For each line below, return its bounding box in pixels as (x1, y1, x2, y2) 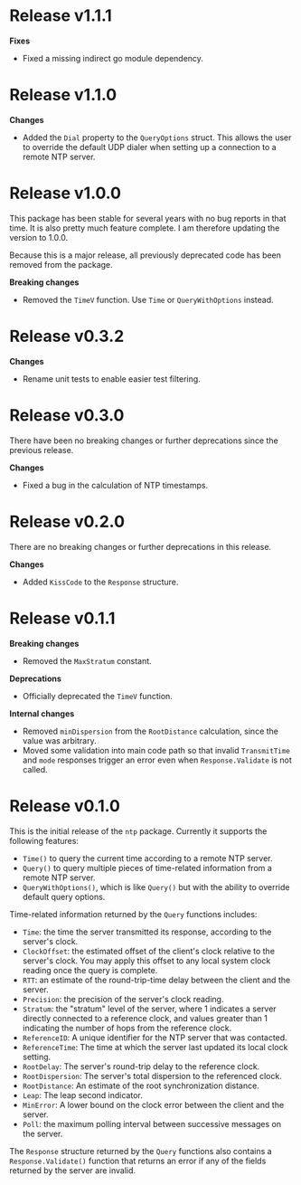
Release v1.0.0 (9, 183, 122, 204)
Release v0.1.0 (9, 795, 120, 816)
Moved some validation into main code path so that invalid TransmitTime (22, 744, 291, 755)
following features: (9, 835, 80, 846)
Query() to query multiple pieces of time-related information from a (22, 862, 273, 873)
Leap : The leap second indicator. (22, 1089, 143, 1100)
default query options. (22, 891, 106, 902)
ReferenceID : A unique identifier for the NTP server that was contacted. (22, 1032, 287, 1043)
